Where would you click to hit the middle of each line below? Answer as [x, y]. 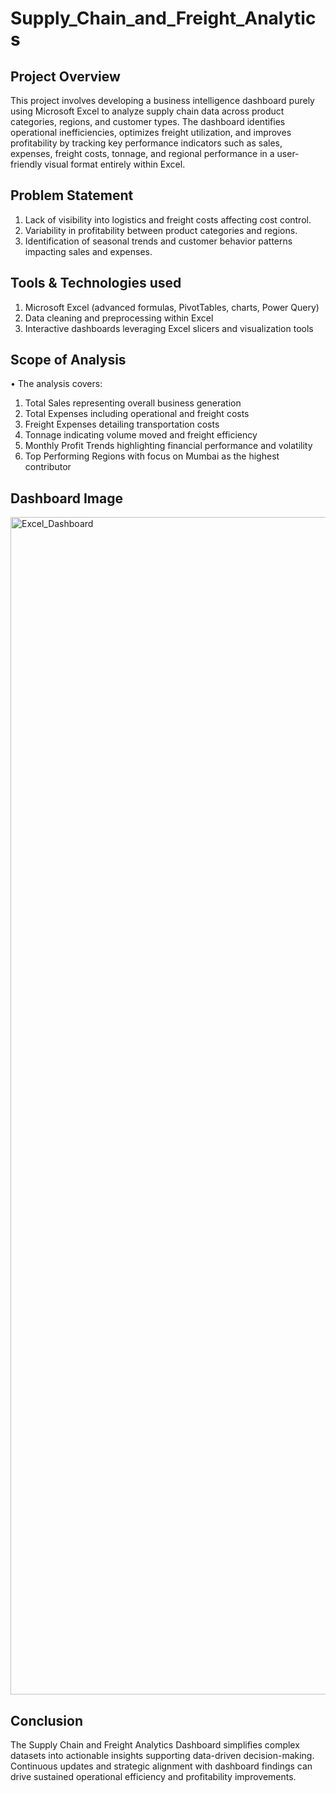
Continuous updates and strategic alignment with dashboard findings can [161, 1766]
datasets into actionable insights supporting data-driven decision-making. [162, 1756]
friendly [26, 164]
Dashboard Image [66, 498]
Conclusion [47, 1720]
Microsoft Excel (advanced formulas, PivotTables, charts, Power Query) [172, 307]
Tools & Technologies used [96, 283]
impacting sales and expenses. [88, 251]
